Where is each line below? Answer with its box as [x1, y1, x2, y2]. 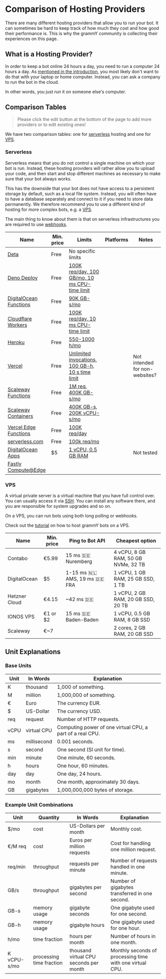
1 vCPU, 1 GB [113, 569, 146, 576]
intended [133, 359, 154, 366]
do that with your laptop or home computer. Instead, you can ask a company [5, 73, 161, 80]
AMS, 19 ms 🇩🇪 [65, 575, 105, 582]
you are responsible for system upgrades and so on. [5, 503, 112, 509]
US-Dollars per [69, 822, 105, 829]
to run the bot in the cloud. [5, 79, 59, 85]
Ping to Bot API [69, 537, 105, 544]
